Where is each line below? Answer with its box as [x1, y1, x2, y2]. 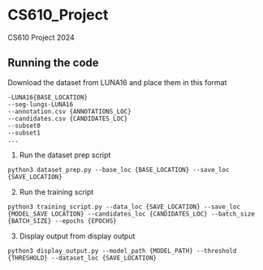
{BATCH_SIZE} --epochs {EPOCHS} [7, 216, 117, 225]
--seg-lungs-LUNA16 [7, 100, 74, 109]
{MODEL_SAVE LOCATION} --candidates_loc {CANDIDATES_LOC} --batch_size [7, 209, 255, 218]
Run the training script [19, 186, 94, 196]
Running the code [7, 56, 99, 70]
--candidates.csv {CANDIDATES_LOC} [7, 114, 128, 122]
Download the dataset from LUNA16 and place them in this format [7, 77, 227, 87]
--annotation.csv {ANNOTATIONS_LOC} [7, 107, 131, 115]
